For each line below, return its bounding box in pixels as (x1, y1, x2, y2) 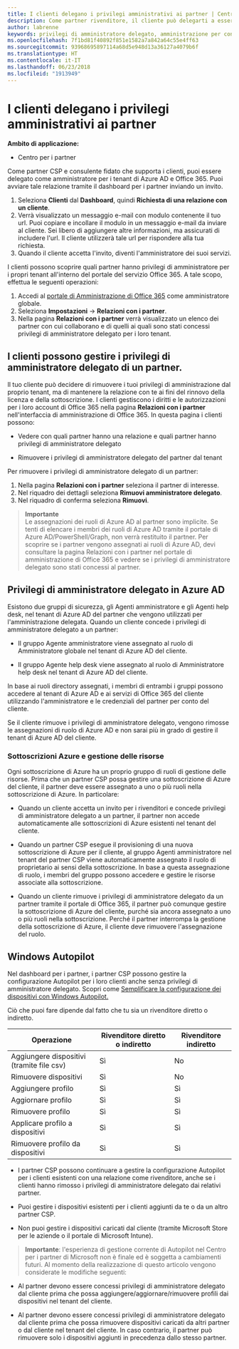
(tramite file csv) (11, 1060, 66, 1070)
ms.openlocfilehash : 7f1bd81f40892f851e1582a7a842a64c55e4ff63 (7, 37, 199, 44)
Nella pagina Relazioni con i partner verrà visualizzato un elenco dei (17, 314, 219, 323)
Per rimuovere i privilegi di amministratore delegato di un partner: (7, 467, 198, 476)
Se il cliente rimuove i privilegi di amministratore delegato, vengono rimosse (7, 718, 230, 727)
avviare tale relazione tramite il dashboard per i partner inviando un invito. (7, 182, 223, 191)
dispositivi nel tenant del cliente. (17, 1297, 112, 1306)
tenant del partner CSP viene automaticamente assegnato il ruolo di (17, 856, 216, 864)
